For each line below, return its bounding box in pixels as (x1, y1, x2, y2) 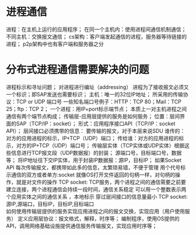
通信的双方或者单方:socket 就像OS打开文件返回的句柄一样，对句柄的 (10, 171, 176, 178)
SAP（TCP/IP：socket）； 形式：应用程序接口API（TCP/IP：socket (16, 120, 176, 127)
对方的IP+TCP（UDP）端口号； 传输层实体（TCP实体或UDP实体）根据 (16, 141, 185, 149)
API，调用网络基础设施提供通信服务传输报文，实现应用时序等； (6, 222, 157, 229)
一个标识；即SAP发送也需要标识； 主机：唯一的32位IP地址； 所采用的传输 (6, 91, 184, 98)
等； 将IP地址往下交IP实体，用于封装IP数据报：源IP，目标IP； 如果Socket (6, 156, 182, 164)
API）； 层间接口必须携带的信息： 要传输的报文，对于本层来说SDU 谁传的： (6, 127, 185, 134)
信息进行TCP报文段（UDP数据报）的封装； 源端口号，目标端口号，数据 (10, 149, 182, 156)
